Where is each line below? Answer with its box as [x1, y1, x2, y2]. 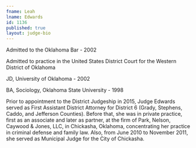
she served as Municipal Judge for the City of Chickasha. [6, 135, 145, 142]
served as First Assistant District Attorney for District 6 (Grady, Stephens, [6, 104, 183, 111]
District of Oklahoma [6, 64, 56, 71]
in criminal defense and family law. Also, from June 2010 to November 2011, [6, 129, 188, 136]
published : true [6, 25, 46, 31]
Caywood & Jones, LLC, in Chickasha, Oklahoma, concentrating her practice [6, 123, 191, 130]
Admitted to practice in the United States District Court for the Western [6, 58, 177, 65]
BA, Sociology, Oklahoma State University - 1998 [6, 87, 124, 94]
